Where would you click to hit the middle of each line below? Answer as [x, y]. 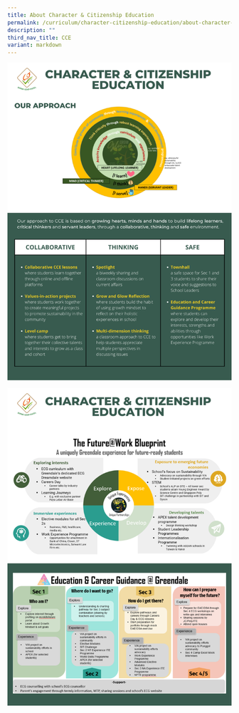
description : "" [31, 30]
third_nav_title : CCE [39, 38]
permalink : [23, 22]
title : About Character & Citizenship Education [81, 15]
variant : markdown [34, 45]
